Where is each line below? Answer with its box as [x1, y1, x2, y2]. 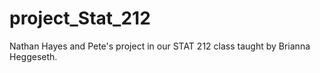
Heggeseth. [9, 50, 58, 62]
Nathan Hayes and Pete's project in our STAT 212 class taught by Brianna [9, 40, 311, 52]
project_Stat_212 [9, 7, 151, 30]
